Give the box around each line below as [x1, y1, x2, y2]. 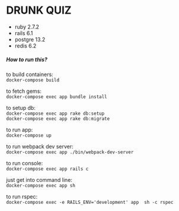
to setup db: [6, 104, 36, 111]
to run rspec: [6, 193, 37, 200]
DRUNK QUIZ [6, 4, 72, 17]
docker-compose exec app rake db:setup [6, 111, 105, 116]
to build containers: [6, 71, 53, 78]
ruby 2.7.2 [14, 23, 40, 30]
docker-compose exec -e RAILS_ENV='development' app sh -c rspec [6, 199, 174, 205]
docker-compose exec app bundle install [6, 93, 108, 100]
